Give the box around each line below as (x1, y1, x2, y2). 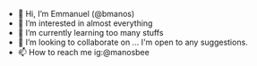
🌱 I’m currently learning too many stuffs (17, 28, 164, 37)
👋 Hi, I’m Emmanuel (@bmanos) (17, 9, 135, 19)
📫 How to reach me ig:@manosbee (17, 47, 150, 57)
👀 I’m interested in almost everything (17, 18, 153, 29)
